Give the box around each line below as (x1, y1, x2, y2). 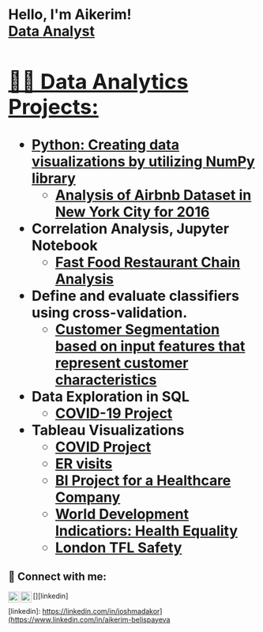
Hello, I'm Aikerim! (8, 6, 132, 24)
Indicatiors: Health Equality (54, 521, 239, 540)
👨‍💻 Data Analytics (8, 68, 189, 94)
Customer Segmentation (54, 320, 220, 338)
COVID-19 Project (54, 404, 173, 422)
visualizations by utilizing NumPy (31, 152, 255, 171)
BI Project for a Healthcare (54, 472, 231, 489)
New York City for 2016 (54, 203, 210, 220)
